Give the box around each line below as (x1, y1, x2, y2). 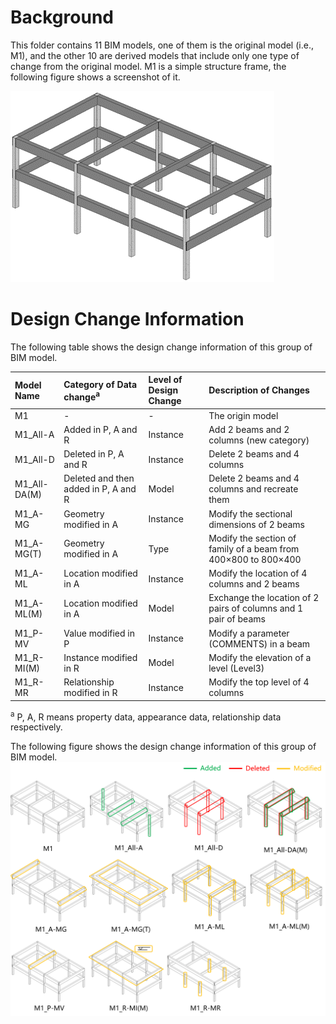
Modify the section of (208, 532, 297, 544)
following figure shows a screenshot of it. (10, 71, 181, 83)
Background (10, 6, 114, 29)
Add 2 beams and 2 (208, 423, 290, 435)
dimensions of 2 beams (208, 518, 306, 530)
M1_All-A (14, 429, 55, 441)
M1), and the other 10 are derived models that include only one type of (10, 49, 300, 61)
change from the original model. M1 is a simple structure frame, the (10, 60, 287, 72)
